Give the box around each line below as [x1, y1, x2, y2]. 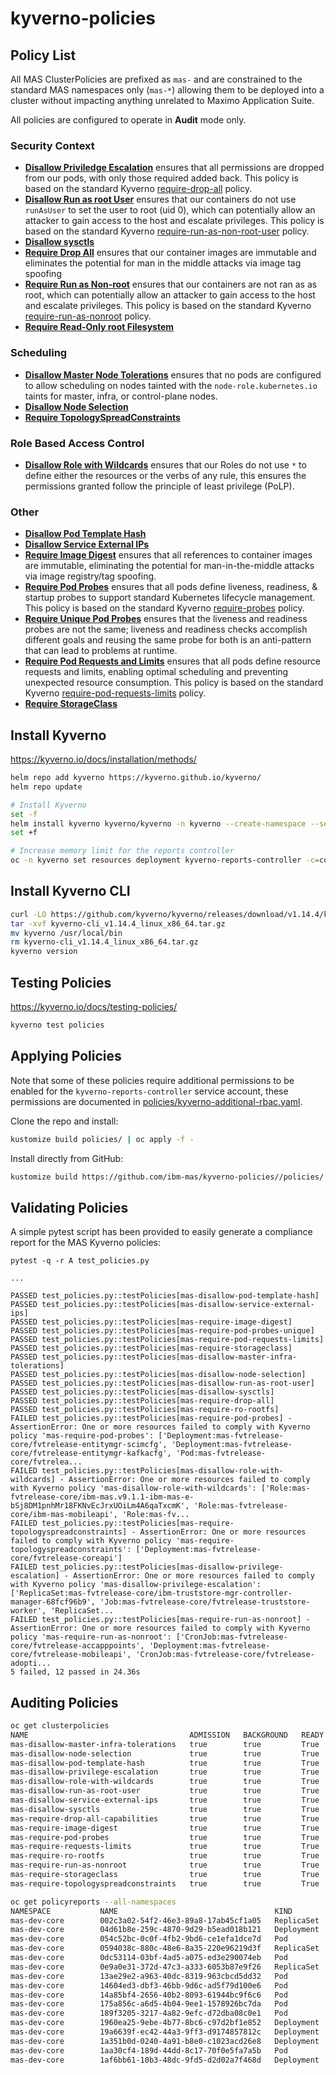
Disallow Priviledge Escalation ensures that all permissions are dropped [24, 162, 325, 174]
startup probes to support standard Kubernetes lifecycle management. [24, 592, 316, 604]
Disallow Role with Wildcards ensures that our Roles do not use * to [24, 458, 307, 471]
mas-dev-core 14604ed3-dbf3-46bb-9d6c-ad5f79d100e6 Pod [10, 1980, 288, 1991]
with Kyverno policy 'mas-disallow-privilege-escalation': [10, 1580, 262, 1590]
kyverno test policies [10, 1020, 105, 1030]
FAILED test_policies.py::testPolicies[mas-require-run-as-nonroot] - [10, 1615, 311, 1625]
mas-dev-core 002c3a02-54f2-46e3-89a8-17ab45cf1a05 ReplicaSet [10, 1915, 320, 1926]
